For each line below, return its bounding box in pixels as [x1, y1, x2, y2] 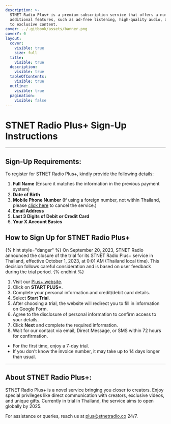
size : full [14, 50, 38, 55]
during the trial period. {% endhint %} [5, 269, 84, 275]
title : [10, 55, 24, 60]
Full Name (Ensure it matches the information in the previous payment [12, 181, 160, 186]
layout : [5, 36, 22, 41]
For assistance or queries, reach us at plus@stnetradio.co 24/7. [5, 413, 138, 419]
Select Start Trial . [12, 295, 50, 301]
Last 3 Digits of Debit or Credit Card [12, 213, 90, 219]
